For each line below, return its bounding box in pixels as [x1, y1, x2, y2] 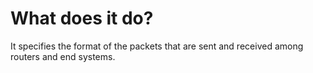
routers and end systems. [10, 50, 116, 62]
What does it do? [10, 7, 154, 30]
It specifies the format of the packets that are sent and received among [10, 40, 304, 52]
